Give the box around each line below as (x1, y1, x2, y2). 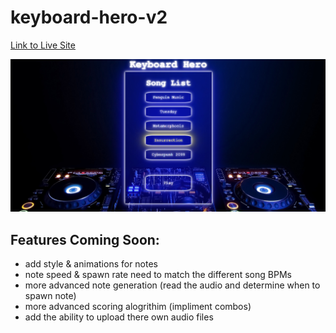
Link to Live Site (10, 39, 76, 51)
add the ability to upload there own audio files (24, 311, 214, 323)
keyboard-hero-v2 (10, 6, 168, 29)
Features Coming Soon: (10, 231, 160, 248)
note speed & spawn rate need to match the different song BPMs (24, 269, 292, 281)
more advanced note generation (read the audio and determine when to (24, 279, 321, 291)
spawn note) (24, 290, 77, 302)
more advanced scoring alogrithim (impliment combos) (24, 301, 252, 313)
